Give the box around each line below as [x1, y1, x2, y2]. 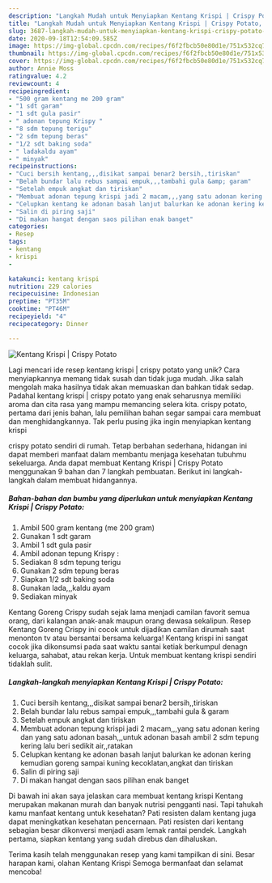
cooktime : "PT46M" [8, 305, 70, 313]
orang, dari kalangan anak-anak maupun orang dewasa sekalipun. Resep [8, 616, 252, 626]
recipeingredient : [8, 87, 70, 96]
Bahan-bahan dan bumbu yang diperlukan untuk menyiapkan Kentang [8, 494, 253, 503]
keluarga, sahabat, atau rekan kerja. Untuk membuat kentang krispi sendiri [8, 650, 257, 660]
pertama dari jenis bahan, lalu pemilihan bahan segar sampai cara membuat [8, 408, 261, 418]
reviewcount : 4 [8, 79, 60, 87]
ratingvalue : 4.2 [8, 72, 67, 80]
